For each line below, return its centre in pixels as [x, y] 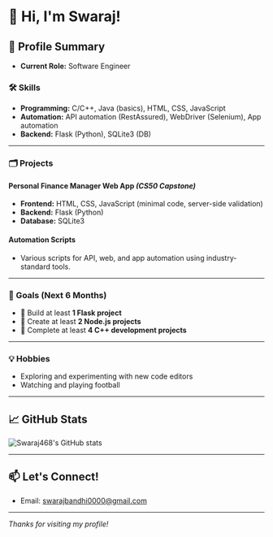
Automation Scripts [42, 240]
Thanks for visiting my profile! [58, 524]
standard [35, 266]
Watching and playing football [70, 385]
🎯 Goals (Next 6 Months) [58, 295]
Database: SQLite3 [52, 221]
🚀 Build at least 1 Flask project [71, 313]
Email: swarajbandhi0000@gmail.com [84, 500]
